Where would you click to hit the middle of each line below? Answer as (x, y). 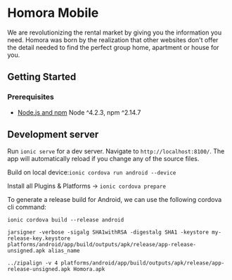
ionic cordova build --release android (66, 220)
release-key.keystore (39, 238)
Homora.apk (89, 269)
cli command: (27, 207)
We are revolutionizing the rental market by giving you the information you (115, 32)
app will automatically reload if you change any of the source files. (103, 159)
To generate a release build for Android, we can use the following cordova (115, 200)
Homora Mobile (53, 13)
